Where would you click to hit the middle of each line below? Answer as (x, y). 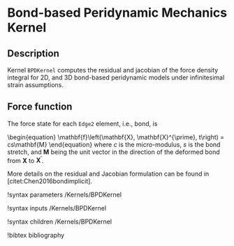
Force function (40, 107)
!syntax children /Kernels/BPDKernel (60, 222)
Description (33, 53)
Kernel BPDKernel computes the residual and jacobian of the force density (113, 70)
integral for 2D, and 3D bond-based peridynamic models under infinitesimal (116, 77)
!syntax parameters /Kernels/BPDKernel (65, 195)
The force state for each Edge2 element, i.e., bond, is (82, 123)
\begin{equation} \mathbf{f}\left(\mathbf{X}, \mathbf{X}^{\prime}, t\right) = (116, 137)
